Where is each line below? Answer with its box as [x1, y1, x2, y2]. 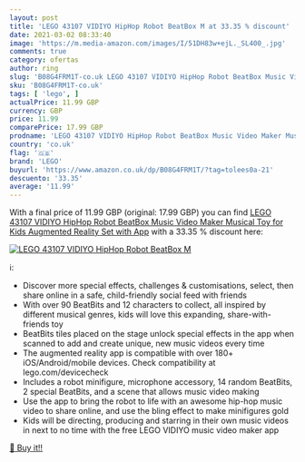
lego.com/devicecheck [22, 367, 109, 378]
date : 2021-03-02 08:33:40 [9, 30, 112, 39]
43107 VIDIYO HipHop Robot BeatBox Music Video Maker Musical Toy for [9, 217, 284, 228]
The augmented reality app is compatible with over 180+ [22, 348, 234, 359]
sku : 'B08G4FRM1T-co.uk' [9, 81, 103, 90]
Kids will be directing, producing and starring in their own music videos [22, 415, 289, 427]
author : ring [9, 64, 59, 74]
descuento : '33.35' [9, 173, 84, 182]
